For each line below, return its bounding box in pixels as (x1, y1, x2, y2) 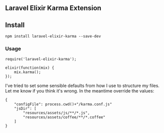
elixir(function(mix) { (5, 65, 55, 70)
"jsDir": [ (14, 106, 37, 111)
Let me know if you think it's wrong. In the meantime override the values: (5, 88, 155, 93)
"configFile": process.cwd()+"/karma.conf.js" (14, 101, 112, 107)
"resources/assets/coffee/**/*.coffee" (23, 115, 106, 120)
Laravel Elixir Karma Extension (5, 4, 102, 12)
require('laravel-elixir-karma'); (5, 56, 77, 61)
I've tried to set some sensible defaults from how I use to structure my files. (5, 83, 160, 89)
